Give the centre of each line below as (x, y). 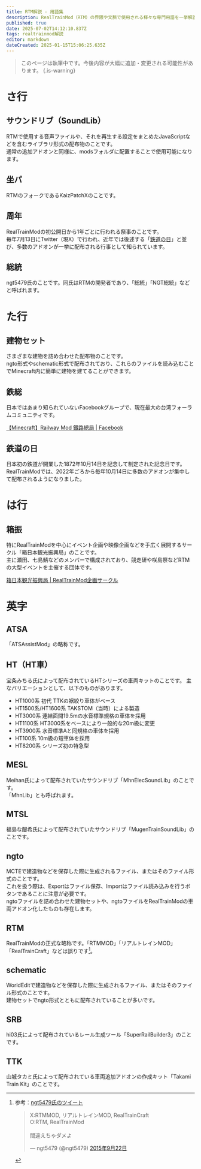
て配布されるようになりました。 (45, 479)
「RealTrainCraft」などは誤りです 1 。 (51, 950)
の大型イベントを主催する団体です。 (51, 567)
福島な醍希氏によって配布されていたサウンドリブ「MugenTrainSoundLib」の (100, 829)
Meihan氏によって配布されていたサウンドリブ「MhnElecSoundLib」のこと (98, 780)
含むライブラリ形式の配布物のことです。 (66, 144)
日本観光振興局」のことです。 (63, 552)
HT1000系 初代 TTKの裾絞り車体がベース (65, 701)
